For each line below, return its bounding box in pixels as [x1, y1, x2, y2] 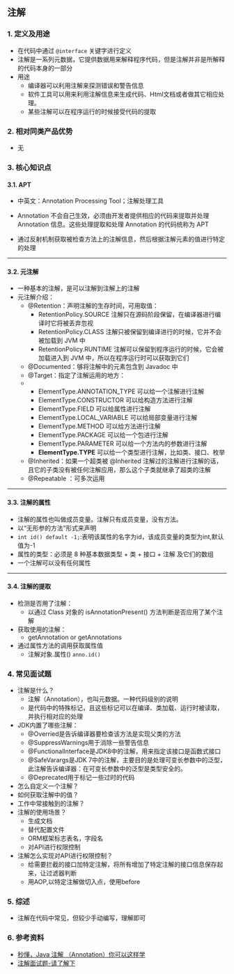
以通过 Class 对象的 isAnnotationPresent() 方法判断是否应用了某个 [27, 608, 217, 616]
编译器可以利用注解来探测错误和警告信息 [27, 81, 144, 89]
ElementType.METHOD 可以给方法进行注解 [38, 422, 162, 430]
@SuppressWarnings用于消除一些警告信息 [27, 739, 150, 747]
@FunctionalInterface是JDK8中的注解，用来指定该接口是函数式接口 [27, 747, 221, 755]
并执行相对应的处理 [27, 712, 84, 721]
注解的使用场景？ [17, 808, 67, 817]
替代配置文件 [27, 826, 65, 834]
